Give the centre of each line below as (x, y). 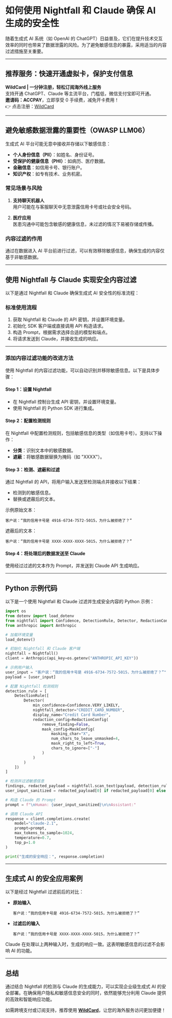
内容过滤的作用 (24, 239)
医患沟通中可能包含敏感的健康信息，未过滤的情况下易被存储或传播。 (84, 224)
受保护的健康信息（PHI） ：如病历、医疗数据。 (60, 161)
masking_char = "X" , (71, 734)
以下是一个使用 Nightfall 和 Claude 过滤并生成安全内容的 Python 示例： (80, 602)
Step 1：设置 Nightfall (28, 389)
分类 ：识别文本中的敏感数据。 (44, 450)
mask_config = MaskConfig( (68, 729)
